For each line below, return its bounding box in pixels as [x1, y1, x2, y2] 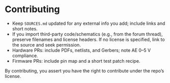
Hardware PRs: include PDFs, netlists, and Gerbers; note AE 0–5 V [12, 47, 151, 53]
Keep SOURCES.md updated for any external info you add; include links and [12, 20, 165, 26]
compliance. [12, 52, 39, 59]
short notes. [12, 25, 38, 31]
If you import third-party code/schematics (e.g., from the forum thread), [12, 31, 163, 37]
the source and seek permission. [12, 41, 81, 48]
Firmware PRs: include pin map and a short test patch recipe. [12, 58, 140, 64]
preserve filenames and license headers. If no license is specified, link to [12, 36, 165, 43]
